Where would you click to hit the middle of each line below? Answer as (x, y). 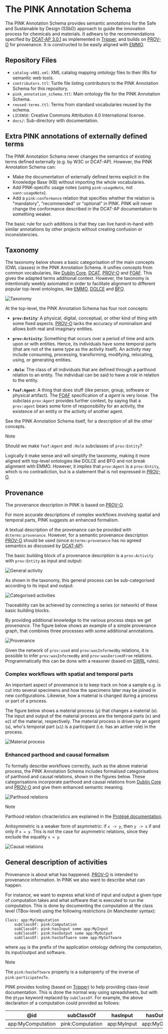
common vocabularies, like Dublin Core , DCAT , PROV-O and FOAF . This (79, 273)
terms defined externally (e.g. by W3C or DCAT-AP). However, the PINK (79, 161)
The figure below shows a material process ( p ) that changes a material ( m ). (82, 711)
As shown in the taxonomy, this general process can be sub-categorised (80, 580)
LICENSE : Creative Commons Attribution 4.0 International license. (78, 115)
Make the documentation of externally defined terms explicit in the (81, 176)
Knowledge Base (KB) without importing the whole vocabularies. (79, 182)
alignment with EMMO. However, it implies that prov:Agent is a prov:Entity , (82, 466)
